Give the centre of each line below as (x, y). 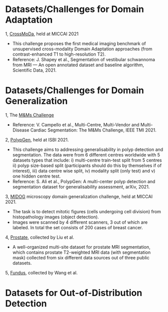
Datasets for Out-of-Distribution (74, 293)
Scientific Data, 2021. (34, 70)
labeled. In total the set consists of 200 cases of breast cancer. (77, 227)
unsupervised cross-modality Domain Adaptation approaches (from (82, 49)
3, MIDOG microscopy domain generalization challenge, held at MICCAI (79, 196)
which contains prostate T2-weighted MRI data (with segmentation (81, 252)
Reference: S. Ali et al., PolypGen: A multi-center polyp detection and (84, 181)
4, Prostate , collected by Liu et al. (40, 237)
